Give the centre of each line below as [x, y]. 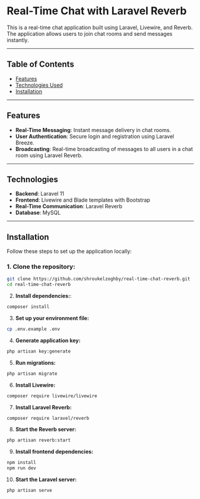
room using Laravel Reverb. [49, 155]
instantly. [18, 40]
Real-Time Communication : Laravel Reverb [69, 206]
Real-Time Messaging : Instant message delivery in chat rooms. [93, 130]
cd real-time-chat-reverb [39, 285]
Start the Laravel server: [46, 479]
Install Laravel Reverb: [43, 407]
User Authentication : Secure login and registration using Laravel [95, 136]
